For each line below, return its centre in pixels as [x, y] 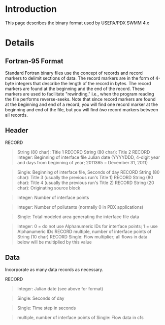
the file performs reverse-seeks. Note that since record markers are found [81, 99]
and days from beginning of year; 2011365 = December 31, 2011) [82, 162]
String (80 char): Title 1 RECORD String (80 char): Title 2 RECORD [83, 152]
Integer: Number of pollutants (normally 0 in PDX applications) [80, 207]
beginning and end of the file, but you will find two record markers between [82, 109]
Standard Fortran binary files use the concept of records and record [74, 73]
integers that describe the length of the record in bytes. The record [83, 83]
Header [17, 130]
